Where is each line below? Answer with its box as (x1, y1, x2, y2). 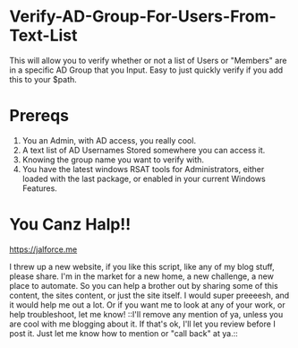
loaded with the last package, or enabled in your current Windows (21, 173, 266, 184)
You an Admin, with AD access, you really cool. (21, 135, 197, 145)
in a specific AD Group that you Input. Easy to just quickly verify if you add (9, 65, 284, 75)
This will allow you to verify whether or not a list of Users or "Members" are (9, 55, 287, 65)
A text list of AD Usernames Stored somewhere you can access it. (21, 144, 266, 155)
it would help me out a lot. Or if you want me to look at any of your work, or (9, 299, 285, 310)
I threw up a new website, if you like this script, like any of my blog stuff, (9, 261, 275, 272)
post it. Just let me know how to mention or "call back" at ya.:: (9, 327, 239, 338)
